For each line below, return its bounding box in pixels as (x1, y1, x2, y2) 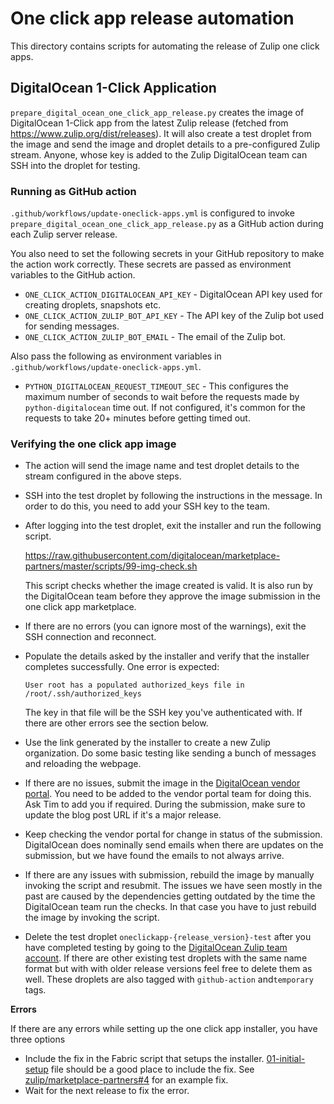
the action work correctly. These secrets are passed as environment (10, 258, 292, 271)
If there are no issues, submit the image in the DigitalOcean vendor (24, 777, 301, 789)
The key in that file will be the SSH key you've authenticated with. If (24, 707, 303, 719)
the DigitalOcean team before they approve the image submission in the (24, 590, 321, 602)
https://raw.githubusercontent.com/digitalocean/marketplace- (24, 550, 281, 562)
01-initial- (266, 1053, 306, 1065)
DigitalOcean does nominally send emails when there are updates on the (24, 839, 324, 851)
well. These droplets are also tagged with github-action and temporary (24, 973, 314, 986)
